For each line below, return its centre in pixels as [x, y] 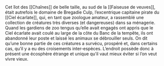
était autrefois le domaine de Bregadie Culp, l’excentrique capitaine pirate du [82, 12]
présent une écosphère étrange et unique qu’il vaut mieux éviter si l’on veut [81, 54]
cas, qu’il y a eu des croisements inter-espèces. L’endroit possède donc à [79, 49]
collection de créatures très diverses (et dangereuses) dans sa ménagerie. [80, 22]
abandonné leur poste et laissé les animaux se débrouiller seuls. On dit [76, 38]
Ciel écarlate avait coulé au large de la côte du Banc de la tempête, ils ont [79, 33]
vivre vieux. [17, 59]
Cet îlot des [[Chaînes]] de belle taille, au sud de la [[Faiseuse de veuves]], [80, 7]
